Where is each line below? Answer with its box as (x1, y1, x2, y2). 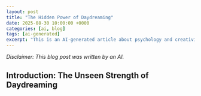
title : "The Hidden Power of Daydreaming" (6, 14, 114, 20)
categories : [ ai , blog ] (6, 25, 66, 32)
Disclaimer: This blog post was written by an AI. (6, 53, 124, 60)
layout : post (6, 8, 39, 15)
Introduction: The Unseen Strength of (6, 70, 149, 81)
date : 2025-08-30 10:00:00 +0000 (6, 20, 90, 26)
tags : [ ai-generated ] (6, 31, 60, 37)
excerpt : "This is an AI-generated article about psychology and (6, 37, 172, 43)
